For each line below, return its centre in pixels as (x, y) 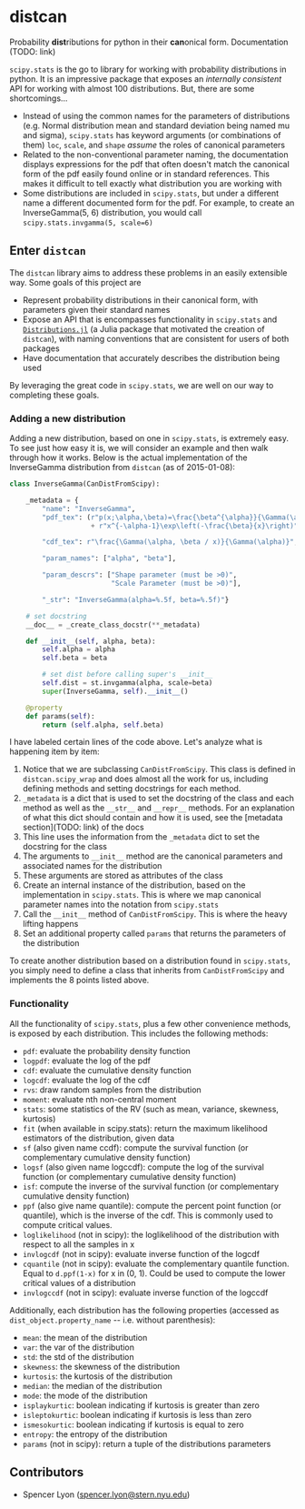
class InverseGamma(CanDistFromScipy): (85, 484)
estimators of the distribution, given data (98, 1138)
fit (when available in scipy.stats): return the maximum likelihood (145, 1128)
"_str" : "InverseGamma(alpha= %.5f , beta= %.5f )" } (136, 599)
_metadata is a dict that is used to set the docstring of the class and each (158, 799)
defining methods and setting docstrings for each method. (132, 789)
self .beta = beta (74, 658)
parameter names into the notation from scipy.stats (121, 905)
